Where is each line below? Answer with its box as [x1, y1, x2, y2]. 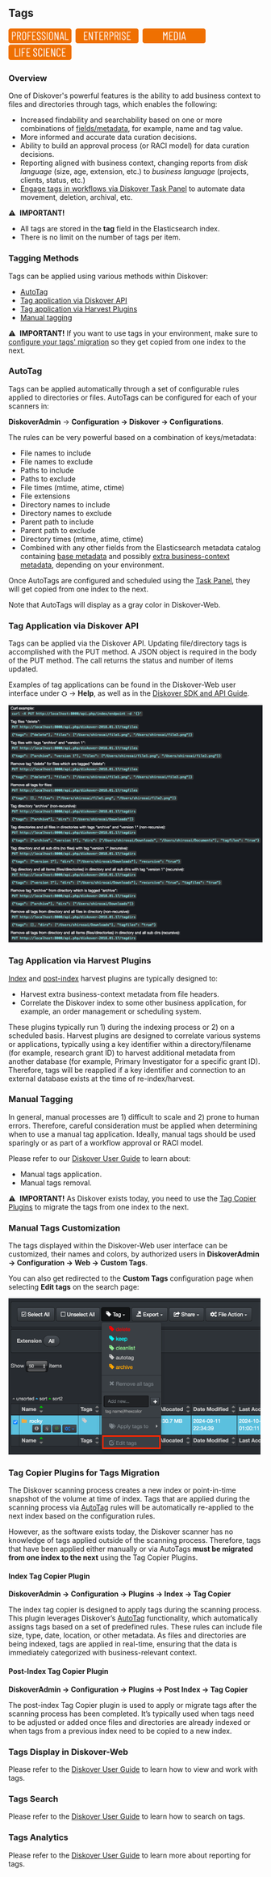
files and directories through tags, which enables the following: [8, 100, 218, 109]
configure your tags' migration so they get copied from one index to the [8, 337, 246, 346]
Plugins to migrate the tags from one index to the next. [8, 1201, 190, 1212]
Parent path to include [19, 517, 94, 527]
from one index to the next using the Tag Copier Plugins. [8, 1553, 198, 1562]
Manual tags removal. [19, 1177, 93, 1188]
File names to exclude [19, 456, 94, 466]
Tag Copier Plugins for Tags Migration [8, 1467, 160, 1478]
